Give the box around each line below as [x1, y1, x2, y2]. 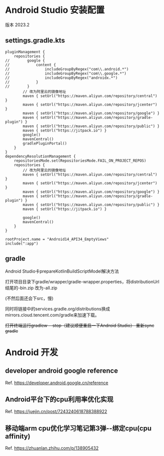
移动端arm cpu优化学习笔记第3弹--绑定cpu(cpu [5, 424, 152, 432]
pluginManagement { [5, 49, 45, 54]
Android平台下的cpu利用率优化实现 [5, 395, 114, 403]
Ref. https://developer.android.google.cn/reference [5, 380, 108, 386]
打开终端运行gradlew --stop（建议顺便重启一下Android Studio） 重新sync [5, 322, 155, 328]
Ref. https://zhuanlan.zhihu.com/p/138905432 [5, 445, 99, 451]
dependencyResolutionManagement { [5, 154, 76, 159]
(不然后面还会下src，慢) [5, 295, 54, 301]
